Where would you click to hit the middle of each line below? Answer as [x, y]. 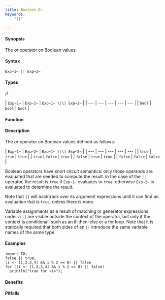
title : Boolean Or [24, 10]
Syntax [13, 61]
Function [14, 119]
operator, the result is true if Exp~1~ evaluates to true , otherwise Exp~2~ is [80, 182]
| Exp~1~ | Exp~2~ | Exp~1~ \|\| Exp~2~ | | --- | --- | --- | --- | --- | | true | [78, 151]
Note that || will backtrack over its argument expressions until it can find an [82, 196]
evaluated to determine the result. [39, 187]
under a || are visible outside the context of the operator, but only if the [78, 216]
